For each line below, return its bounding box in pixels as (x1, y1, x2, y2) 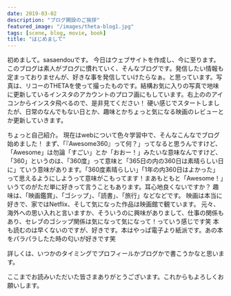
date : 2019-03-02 (7, 10, 57, 17)
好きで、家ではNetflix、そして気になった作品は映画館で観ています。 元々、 (7, 200, 220, 208)
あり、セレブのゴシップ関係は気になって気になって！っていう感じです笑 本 (7, 217, 219, 225)
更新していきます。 (12, 116, 68, 124)
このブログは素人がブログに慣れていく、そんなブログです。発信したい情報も (7, 64, 224, 73)
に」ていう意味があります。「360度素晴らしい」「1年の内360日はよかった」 (7, 165, 219, 174)
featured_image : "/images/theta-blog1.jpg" (7, 23, 134, 30)
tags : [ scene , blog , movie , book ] (7, 29, 107, 37)
